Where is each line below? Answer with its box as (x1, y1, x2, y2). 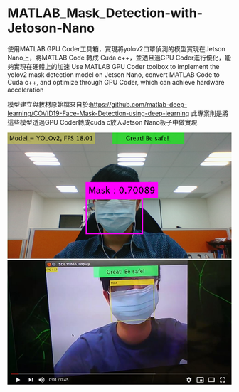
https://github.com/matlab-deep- (90, 100, 187, 108)
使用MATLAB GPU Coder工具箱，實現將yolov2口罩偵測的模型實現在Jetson (7, 44, 225, 53)
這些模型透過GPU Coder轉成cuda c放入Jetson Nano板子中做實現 (7, 117, 198, 126)
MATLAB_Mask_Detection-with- (7, 5, 203, 21)
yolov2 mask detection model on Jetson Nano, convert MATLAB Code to (7, 70, 221, 79)
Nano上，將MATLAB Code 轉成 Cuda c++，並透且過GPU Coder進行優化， (7, 53, 225, 62)
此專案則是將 (191, 109, 229, 117)
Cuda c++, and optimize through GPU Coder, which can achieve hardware (7, 78, 225, 86)
